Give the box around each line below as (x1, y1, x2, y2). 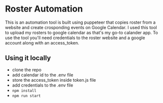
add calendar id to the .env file (12, 72, 74, 78)
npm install (12, 88, 36, 93)
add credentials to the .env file (12, 82, 73, 88)
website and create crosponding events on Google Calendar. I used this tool (5, 24, 157, 30)
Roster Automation (5, 3, 83, 15)
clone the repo (12, 67, 42, 73)
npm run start (12, 93, 41, 98)
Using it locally (5, 54, 51, 62)
